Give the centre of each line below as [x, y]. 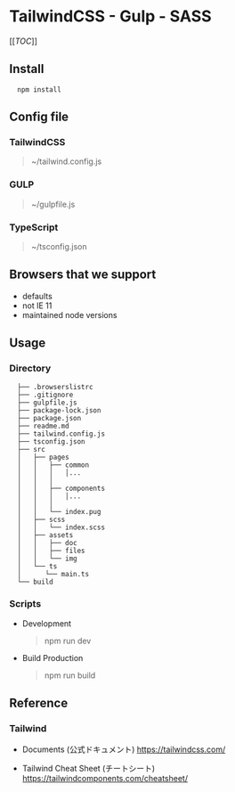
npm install [40, 90]
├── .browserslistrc [55, 387]
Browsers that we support [83, 275]
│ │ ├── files [52, 551]
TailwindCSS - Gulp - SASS [110, 16]
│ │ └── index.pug [59, 511]
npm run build [70, 675]
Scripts [25, 604]
